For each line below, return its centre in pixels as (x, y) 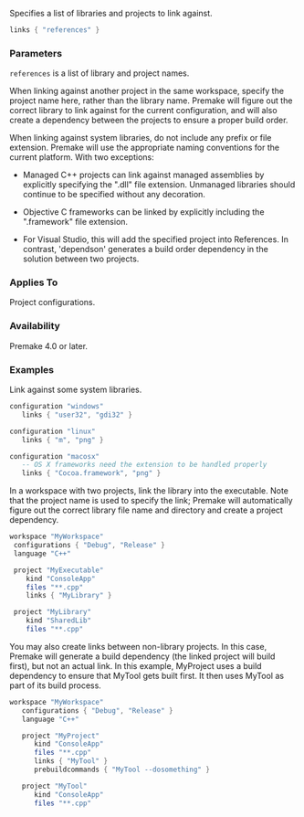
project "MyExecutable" (58, 570)
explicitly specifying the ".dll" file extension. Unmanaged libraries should (159, 185)
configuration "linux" (52, 431)
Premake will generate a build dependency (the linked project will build (142, 656)
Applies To (34, 282)
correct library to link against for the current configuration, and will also (143, 111)
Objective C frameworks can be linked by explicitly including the (143, 212)
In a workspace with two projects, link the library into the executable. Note (149, 491)
